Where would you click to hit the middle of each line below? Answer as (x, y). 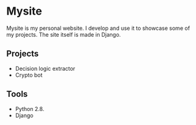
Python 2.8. (30, 109)
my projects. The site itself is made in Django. (64, 34)
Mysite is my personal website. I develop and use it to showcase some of (98, 28)
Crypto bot (29, 75)
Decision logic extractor (45, 68)
